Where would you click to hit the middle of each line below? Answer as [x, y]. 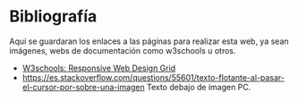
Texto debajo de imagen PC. [199, 87]
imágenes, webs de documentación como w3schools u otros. [123, 50]
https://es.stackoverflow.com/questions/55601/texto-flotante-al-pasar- [153, 77]
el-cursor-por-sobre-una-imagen [83, 87]
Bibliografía [53, 17]
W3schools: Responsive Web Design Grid [99, 68]
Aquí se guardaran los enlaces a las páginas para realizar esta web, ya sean [149, 41]
